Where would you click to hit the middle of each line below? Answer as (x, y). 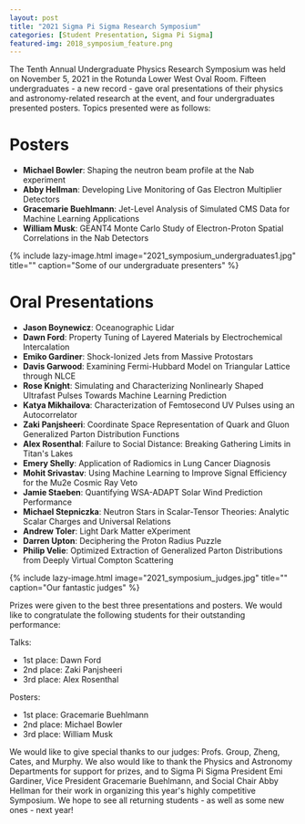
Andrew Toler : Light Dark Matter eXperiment (107, 531)
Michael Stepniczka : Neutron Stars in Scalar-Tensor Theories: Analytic (156, 512)
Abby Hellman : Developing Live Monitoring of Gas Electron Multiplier (152, 190)
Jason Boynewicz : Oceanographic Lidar (98, 328)
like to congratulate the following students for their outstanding (127, 615)
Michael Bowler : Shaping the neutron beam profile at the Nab (138, 171)
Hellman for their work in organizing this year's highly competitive (133, 791)
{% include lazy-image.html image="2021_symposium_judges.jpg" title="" (149, 578)
